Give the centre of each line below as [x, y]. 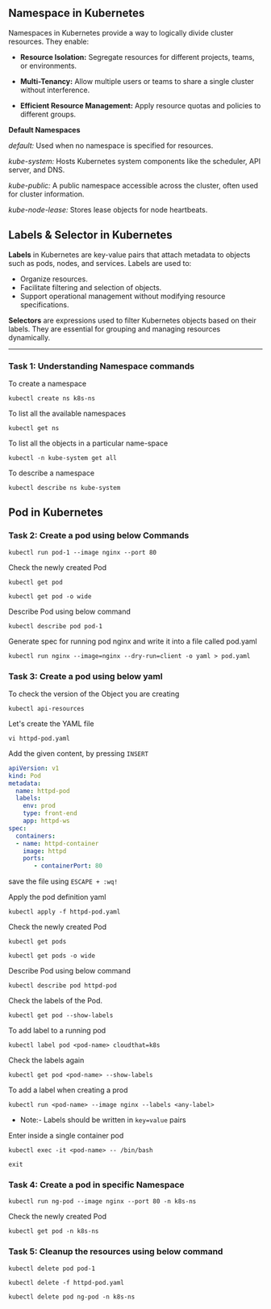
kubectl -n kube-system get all [63, 458]
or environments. [48, 65]
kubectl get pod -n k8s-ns [54, 1231]
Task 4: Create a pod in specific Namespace [96, 1185]
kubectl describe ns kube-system [65, 488]
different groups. [48, 114]
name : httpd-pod [43, 791]
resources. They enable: [49, 41]
